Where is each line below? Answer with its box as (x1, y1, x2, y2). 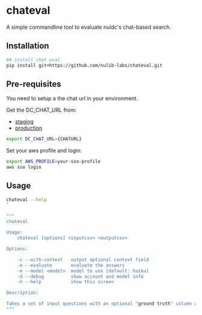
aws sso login (6, 164, 42, 170)
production (14, 124, 43, 132)
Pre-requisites (6, 79, 61, 89)
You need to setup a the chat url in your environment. (6, 95, 138, 102)
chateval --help (6, 196, 47, 203)
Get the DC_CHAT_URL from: (6, 106, 77, 114)
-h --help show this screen (17, 279, 114, 285)
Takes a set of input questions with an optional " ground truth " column (6, 301, 192, 307)
